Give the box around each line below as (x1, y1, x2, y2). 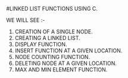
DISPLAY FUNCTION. (14, 41, 67, 48)
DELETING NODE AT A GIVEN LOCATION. (14, 60, 117, 67)
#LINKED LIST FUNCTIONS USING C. (6, 5, 98, 12)
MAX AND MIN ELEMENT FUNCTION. (14, 66, 108, 73)
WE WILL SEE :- (6, 17, 45, 23)
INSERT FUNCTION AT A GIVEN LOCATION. (14, 47, 123, 54)
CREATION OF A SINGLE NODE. (14, 28, 93, 35)
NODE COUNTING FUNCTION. (14, 54, 90, 60)
